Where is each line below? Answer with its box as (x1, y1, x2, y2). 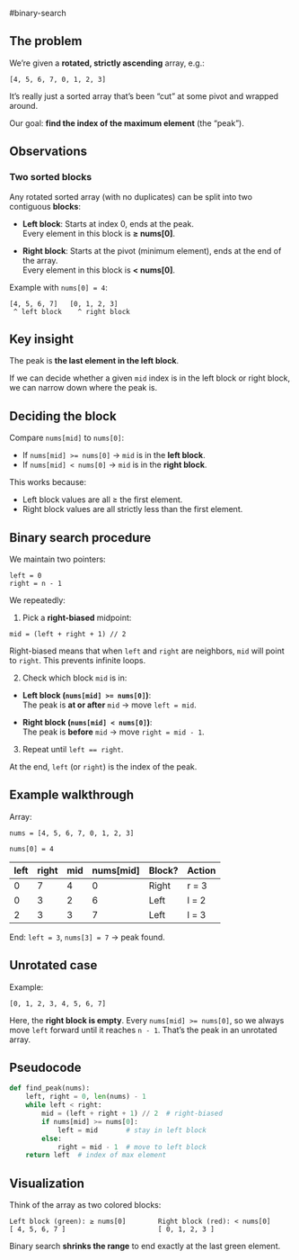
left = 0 (9, 571, 42, 580)
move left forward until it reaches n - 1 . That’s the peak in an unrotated (9, 1024, 277, 1035)
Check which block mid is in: (22, 672, 128, 683)
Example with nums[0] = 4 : (9, 282, 108, 292)
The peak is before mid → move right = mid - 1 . (22, 726, 205, 737)
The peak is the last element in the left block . (9, 355, 180, 366)
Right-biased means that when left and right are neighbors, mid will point (9, 645, 285, 656)
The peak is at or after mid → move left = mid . (22, 699, 198, 710)
